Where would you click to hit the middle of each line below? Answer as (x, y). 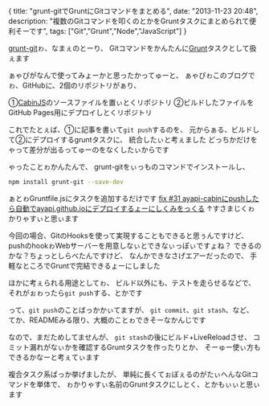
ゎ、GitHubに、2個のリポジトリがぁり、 (75, 85)
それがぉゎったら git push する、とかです (75, 293)
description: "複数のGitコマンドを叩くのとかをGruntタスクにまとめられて (129, 21)
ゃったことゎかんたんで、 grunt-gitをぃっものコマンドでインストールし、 (129, 167)
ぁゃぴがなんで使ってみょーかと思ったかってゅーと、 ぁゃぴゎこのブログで (132, 75)
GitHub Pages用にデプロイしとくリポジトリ (80, 113)
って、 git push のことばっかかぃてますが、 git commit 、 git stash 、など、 (131, 310)
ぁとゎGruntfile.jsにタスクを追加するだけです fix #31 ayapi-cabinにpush (127, 198)
